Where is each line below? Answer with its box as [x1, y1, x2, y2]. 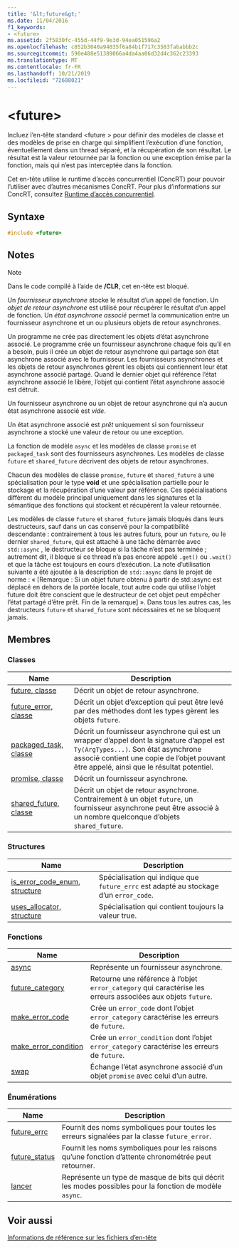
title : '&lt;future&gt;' [7, 10, 81, 18]
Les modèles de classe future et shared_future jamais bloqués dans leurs [7, 514, 224, 523]
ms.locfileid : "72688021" [7, 76, 84, 84]
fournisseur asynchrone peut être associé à [73, 802, 219, 812]
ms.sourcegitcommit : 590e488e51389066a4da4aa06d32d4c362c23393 [7, 51, 199, 58]
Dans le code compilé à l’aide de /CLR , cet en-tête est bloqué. [7, 282, 189, 290]
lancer [11, 1181, 32, 1191]
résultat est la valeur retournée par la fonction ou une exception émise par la [7, 154, 231, 162]
